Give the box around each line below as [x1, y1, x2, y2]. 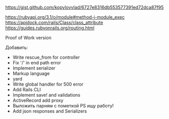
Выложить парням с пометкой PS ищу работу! [12, 103, 114, 108]
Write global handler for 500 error [12, 81, 84, 87]
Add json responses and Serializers [12, 108, 88, 114]
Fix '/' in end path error [12, 60, 61, 65]
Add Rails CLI [12, 87, 41, 93]
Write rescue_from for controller [12, 54, 80, 60]
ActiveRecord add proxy [12, 97, 64, 103]
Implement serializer [12, 65, 56, 71]
